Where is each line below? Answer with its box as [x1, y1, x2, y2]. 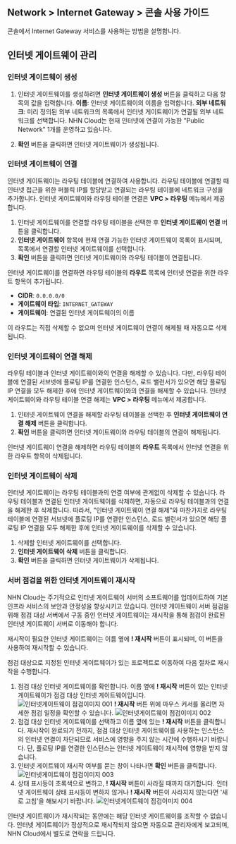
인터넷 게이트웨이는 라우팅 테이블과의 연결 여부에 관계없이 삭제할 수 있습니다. [7, 489, 218, 497]
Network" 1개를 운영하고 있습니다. [17, 125, 112, 133]
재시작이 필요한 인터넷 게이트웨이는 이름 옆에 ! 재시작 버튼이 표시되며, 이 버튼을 [7, 634, 223, 643]
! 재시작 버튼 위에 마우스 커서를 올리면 [113, 699, 218, 708]
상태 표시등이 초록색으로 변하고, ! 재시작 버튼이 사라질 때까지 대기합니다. [17, 778, 215, 788]
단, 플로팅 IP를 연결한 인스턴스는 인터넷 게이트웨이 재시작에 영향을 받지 [27, 743, 221, 752]
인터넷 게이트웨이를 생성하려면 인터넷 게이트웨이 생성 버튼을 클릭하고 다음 [17, 90, 219, 98]
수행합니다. [20, 667, 51, 675]
